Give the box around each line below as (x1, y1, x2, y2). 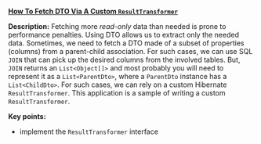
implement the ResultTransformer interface (19, 127, 159, 136)
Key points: (8, 112, 46, 121)
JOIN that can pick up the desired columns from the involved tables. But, (8, 55, 241, 64)
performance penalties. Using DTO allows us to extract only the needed (8, 31, 240, 39)
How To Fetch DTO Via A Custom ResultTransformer (8, 7, 179, 16)
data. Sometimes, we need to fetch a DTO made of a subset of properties (8, 38, 245, 48)
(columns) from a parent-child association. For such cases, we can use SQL (8, 47, 253, 56)
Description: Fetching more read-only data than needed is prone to (8, 22, 227, 31)
